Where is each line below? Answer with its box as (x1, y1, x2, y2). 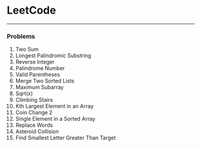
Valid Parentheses (15, 71, 60, 78)
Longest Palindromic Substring (15, 52, 91, 60)
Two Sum (15, 46, 39, 53)
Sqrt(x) (15, 90, 33, 97)
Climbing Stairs (15, 96, 53, 104)
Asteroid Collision (15, 128, 59, 135)
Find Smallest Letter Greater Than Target (15, 135, 116, 142)
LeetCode (7, 4, 56, 17)
